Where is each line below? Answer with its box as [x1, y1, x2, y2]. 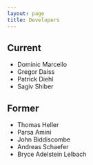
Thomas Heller [17, 121, 59, 129]
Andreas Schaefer [17, 143, 69, 151]
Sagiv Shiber [17, 82, 54, 90]
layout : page [7, 10, 45, 17]
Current [7, 42, 41, 54]
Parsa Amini [17, 128, 52, 137]
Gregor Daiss [17, 68, 55, 76]
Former [7, 102, 39, 114]
